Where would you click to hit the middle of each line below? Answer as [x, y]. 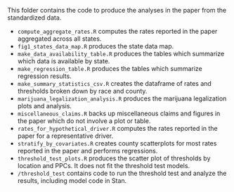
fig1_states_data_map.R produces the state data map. [96, 46]
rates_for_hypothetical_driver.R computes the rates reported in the [117, 128]
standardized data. [34, 18]
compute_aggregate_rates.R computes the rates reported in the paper [117, 31]
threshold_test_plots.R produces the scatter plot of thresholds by [114, 158]
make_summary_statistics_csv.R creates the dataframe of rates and [115, 83]
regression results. [44, 76]
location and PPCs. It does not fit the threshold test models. [104, 166]
